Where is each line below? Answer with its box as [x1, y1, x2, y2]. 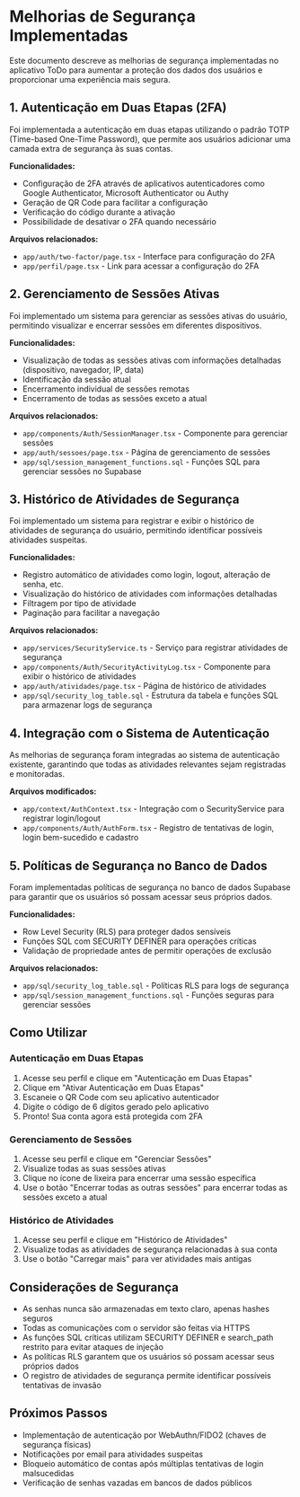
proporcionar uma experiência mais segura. [9, 74, 171, 84]
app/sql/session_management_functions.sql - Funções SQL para [22, 456, 260, 467]
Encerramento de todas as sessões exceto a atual [22, 392, 207, 403]
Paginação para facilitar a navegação [22, 608, 160, 619]
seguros [22, 1313, 54, 1324]
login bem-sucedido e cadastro [22, 832, 139, 843]
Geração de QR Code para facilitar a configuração [22, 197, 208, 207]
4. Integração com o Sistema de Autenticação [9, 726, 270, 741]
